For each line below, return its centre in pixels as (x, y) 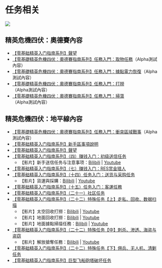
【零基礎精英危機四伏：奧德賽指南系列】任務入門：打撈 (68, 83)
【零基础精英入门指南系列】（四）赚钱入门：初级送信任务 (69, 156)
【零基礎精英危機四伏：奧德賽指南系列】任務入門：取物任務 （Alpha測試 (85, 59)
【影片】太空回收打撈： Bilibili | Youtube (59, 211)
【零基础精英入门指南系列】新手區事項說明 (55, 144)
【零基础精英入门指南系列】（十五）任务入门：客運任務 (67, 187)
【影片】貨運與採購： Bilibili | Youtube (57, 181)
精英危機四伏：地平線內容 (44, 119)
